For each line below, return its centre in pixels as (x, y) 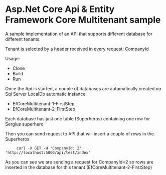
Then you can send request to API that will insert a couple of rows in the (80, 133)
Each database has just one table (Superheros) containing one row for (78, 118)
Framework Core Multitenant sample (83, 20)
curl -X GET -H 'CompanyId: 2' (49, 148)
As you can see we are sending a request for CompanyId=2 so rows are (79, 162)
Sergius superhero (24, 124)
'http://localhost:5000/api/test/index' (48, 152)
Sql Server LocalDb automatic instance (45, 94)
